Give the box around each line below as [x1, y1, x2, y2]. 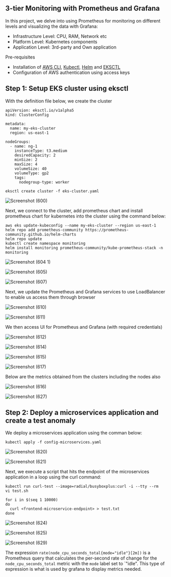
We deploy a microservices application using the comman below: [5, 430, 142, 436]
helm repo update [5, 236, 42, 242]
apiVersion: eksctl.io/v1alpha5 [5, 108, 74, 113]
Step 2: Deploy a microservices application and [5, 408, 159, 417]
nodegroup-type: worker [18, 180, 70, 185]
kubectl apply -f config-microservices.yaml [5, 440, 102, 445]
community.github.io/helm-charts [5, 232, 77, 237]
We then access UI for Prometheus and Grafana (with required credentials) [5, 324, 163, 330]
